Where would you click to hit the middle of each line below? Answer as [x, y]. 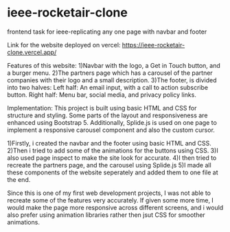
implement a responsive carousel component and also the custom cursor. [111, 130]
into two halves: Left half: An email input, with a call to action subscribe [107, 87]
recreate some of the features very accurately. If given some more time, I [111, 200]
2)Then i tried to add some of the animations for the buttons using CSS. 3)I [113, 150]
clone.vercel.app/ [32, 52]
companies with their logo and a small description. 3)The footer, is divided [112, 80]
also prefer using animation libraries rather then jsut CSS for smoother [106, 215]
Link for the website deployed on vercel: [64, 45]
